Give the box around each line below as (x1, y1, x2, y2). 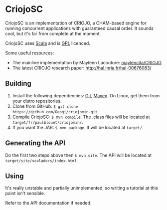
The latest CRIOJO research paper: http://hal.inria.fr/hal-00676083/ (12, 65, 152, 71)
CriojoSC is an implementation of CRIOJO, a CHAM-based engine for (5, 20, 147, 26)
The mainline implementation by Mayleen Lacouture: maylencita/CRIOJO (12, 59, 162, 65)
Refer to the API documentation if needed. (5, 200, 92, 206)
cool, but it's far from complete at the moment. (5, 30, 101, 36)
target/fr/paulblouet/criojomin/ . (12, 119, 83, 125)
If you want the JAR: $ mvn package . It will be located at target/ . (12, 124, 144, 130)
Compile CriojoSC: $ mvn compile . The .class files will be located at (12, 114, 151, 120)
